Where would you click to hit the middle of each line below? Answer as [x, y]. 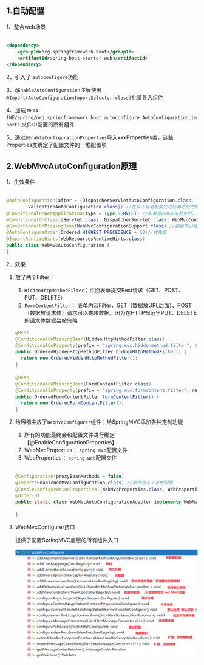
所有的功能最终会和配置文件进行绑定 [70, 435]
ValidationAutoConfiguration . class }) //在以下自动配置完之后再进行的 [111, 207]
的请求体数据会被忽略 [51, 320]
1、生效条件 [21, 182]
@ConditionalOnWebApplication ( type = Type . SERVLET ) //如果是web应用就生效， [101, 213]
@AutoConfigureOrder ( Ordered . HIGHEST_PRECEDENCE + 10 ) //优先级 [87, 233]
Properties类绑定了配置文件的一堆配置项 [57, 145]
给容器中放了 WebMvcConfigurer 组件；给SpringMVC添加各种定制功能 [99, 422]
